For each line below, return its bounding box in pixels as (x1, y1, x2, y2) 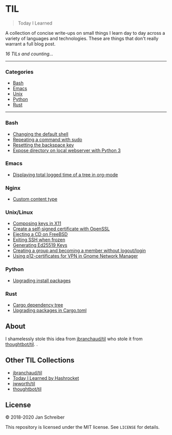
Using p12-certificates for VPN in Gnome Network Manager (12, 253, 138, 259)
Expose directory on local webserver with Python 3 (12, 147, 121, 154)
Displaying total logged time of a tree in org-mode (12, 171, 118, 178)
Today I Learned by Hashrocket (12, 375, 79, 381)
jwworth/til (12, 380, 35, 386)
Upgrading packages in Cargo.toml (12, 308, 87, 314)
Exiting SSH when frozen (12, 236, 66, 243)
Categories (5, 68, 34, 75)
